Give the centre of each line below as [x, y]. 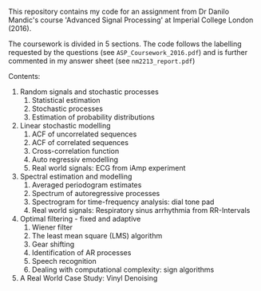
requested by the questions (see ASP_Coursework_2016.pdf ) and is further [128, 52]
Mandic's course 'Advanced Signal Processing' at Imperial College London [131, 20]
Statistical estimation [66, 100]
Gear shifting [53, 244]
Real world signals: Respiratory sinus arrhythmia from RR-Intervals [141, 210]
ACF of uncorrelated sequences [84, 134]
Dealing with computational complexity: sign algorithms [123, 269]
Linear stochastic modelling [65, 126]
